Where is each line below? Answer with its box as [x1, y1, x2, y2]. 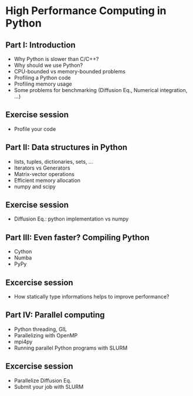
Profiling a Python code [13, 75, 71, 81]
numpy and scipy [13, 183, 56, 190]
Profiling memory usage [13, 80, 72, 87]
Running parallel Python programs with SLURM [13, 344, 128, 351]
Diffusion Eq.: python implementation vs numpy [13, 215, 129, 222]
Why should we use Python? [13, 62, 83, 69]
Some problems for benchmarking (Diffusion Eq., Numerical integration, [13, 87, 188, 93]
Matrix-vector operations [13, 170, 75, 177]
